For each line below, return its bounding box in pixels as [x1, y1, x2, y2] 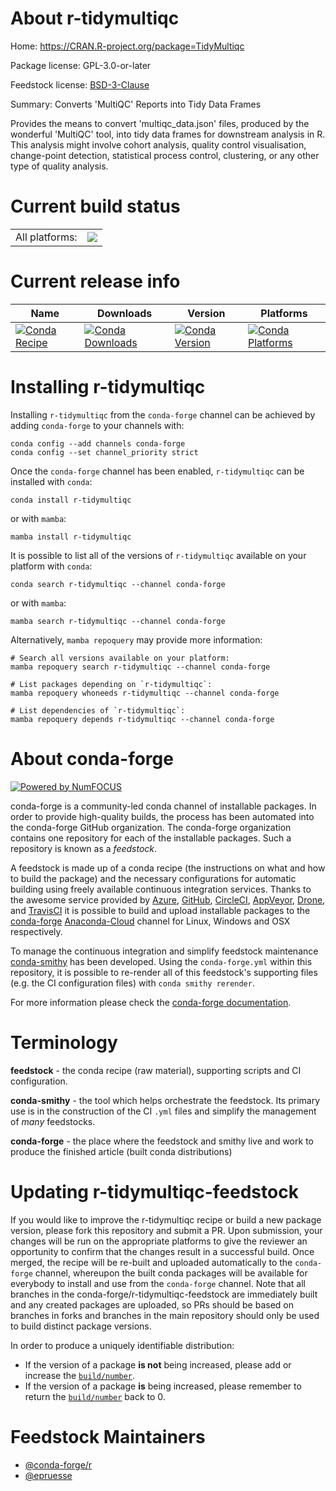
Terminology [10, 1031, 118, 1054]
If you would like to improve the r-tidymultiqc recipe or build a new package [10, 1213, 322, 1226]
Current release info [10, 270, 181, 293]
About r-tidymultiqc [10, 7, 180, 30]
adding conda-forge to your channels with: [10, 419, 185, 431]
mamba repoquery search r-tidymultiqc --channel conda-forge [10, 662, 271, 672]
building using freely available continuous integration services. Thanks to [10, 883, 312, 895]
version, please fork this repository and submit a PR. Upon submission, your [10, 1224, 323, 1236]
